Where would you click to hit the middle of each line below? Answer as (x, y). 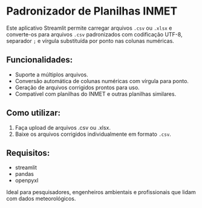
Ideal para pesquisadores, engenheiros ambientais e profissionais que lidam (101, 192)
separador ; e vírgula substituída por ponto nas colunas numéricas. (90, 41)
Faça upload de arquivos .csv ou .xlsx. (63, 127)
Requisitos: (28, 153)
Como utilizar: (34, 113)
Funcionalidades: (40, 60)
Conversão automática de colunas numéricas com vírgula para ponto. (102, 81)
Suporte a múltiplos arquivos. (52, 75)
